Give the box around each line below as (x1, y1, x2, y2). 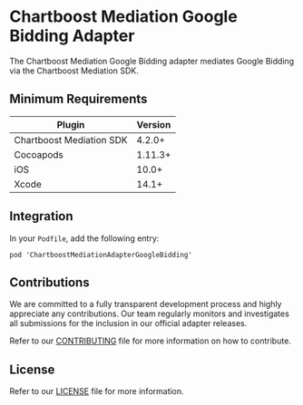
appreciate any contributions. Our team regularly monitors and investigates (9, 308, 290, 319)
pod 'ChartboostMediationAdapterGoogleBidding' (9, 250, 193, 259)
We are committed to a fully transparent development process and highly (9, 299, 282, 310)
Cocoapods (14, 148, 64, 160)
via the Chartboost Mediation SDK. (9, 65, 139, 76)
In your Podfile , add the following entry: (9, 233, 160, 244)
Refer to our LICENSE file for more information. (9, 386, 184, 397)
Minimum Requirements (9, 92, 148, 107)
